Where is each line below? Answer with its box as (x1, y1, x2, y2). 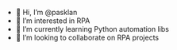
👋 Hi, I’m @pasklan (15, 8, 78, 17)
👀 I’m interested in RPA (15, 16, 90, 25)
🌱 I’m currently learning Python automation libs (15, 25, 169, 33)
